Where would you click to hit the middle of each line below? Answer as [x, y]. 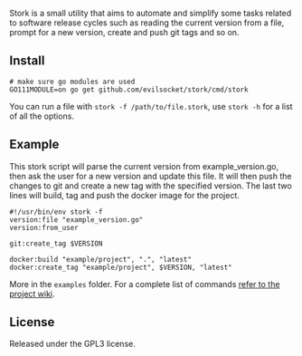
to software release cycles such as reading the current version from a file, [147, 23]
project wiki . [33, 293]
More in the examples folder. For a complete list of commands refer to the [145, 284]
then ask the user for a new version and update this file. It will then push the [151, 176]
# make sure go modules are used [72, 82]
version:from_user [44, 227]
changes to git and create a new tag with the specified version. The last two [151, 186]
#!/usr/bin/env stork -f [56, 212]
